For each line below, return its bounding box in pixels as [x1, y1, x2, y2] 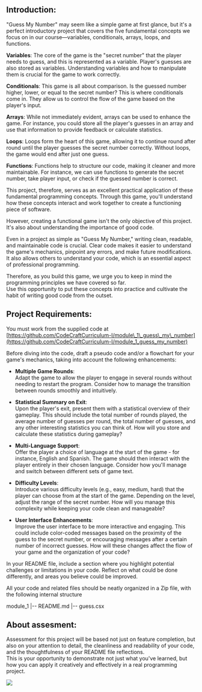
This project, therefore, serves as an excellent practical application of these [6, 186, 194, 194]
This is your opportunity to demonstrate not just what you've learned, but [6, 655, 188, 662]
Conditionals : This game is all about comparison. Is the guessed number [6, 82, 187, 90]
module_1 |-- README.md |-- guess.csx [6, 602, 105, 610]
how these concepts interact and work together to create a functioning [6, 199, 182, 206]
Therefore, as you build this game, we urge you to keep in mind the [6, 272, 173, 280]
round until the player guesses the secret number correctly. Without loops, [6, 144, 191, 151]
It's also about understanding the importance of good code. [6, 224, 155, 231]
